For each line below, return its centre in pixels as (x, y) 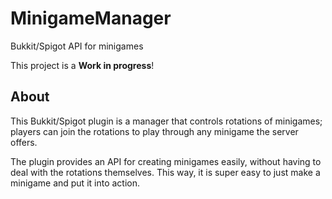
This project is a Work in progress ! (82, 65)
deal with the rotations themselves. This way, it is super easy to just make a (165, 172)
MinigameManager (91, 18)
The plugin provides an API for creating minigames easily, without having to (166, 161)
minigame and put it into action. (75, 183)
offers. (24, 142)
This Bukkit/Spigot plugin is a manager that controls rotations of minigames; (166, 121)
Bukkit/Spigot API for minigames (77, 46)
